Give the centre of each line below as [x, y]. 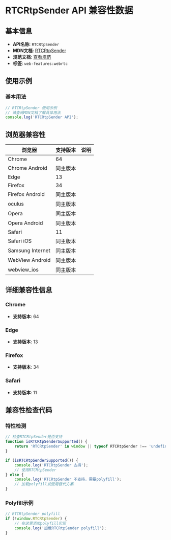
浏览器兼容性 [25, 134]
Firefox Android [26, 194]
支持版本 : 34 [26, 367]
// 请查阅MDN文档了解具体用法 [33, 112]
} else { [15, 475]
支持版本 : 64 [26, 316]
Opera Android [25, 223]
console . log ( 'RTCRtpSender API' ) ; [42, 117]
